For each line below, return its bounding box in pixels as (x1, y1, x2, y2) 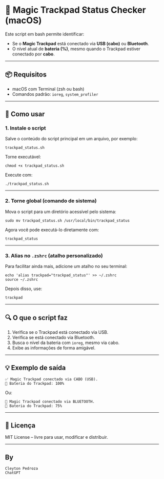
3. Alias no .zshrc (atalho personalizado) (5, 252, 103, 259)
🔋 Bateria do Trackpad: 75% (5, 403, 62, 408)
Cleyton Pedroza (5, 466, 38, 471)
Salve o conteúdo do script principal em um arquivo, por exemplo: (5, 136, 138, 142)
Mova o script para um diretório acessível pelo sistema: (5, 209, 116, 214)
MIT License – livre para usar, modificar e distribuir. (5, 434, 108, 440)
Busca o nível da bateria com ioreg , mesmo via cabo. (12, 340, 120, 346)
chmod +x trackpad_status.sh (5, 163, 64, 168)
